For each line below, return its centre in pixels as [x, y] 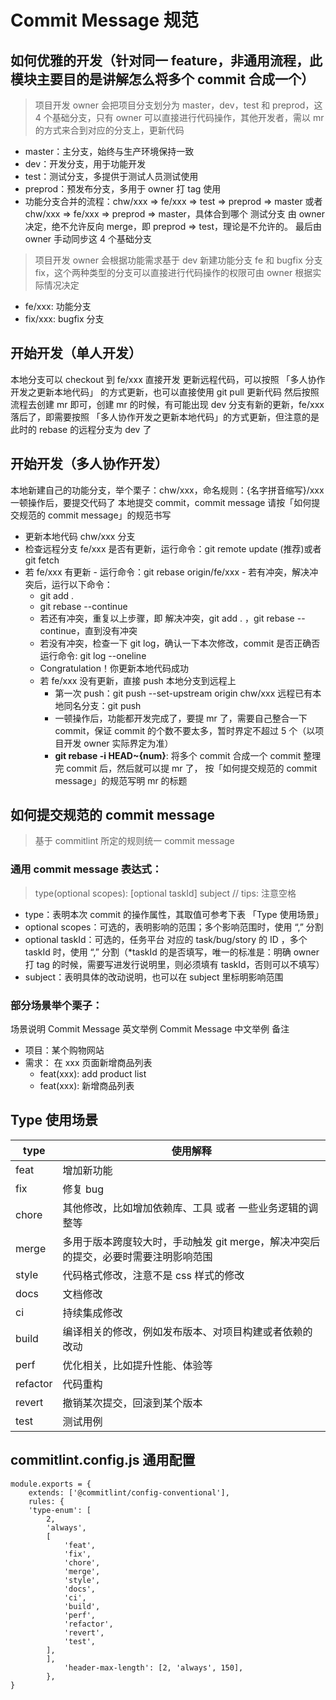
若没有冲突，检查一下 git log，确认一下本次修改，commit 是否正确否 [180, 643]
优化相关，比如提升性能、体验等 [137, 1365]
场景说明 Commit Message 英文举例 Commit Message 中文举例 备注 [150, 1029]
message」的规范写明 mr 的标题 [121, 780]
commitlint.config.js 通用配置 [103, 1460]
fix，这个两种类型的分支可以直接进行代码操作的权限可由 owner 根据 [173, 272]
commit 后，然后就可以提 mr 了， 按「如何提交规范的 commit [192, 768]
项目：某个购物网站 [64, 1050]
